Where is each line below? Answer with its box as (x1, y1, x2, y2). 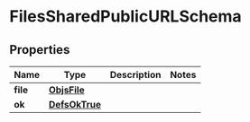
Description (109, 69, 162, 81)
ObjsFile (48, 83, 85, 96)
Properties (9, 42, 70, 57)
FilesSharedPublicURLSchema (9, 6, 242, 27)
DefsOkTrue (48, 99, 102, 110)
